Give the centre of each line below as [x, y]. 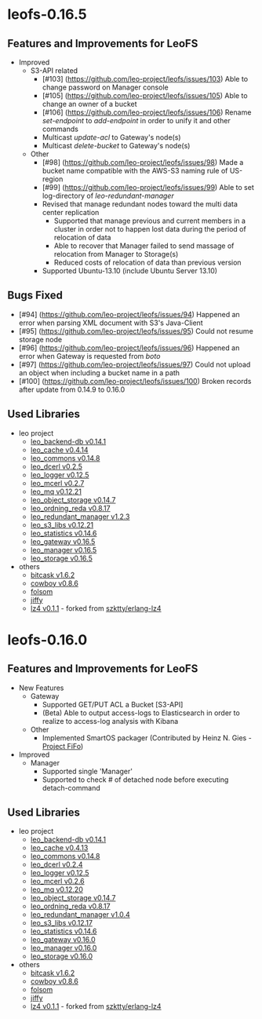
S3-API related [54, 71]
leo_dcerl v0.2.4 [56, 864]
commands [60, 129]
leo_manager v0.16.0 [64, 948]
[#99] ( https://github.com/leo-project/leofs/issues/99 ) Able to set [148, 187]
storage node [40, 339]
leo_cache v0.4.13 [59, 848]
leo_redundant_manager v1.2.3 [80, 517]
